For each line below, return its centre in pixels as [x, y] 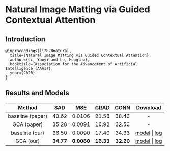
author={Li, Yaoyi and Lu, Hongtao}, [50, 60]
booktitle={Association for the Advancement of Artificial [74, 64]
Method [27, 107]
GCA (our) [27, 141]
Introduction [25, 39]
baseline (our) [28, 133]
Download [149, 107]
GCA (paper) [28, 124]
